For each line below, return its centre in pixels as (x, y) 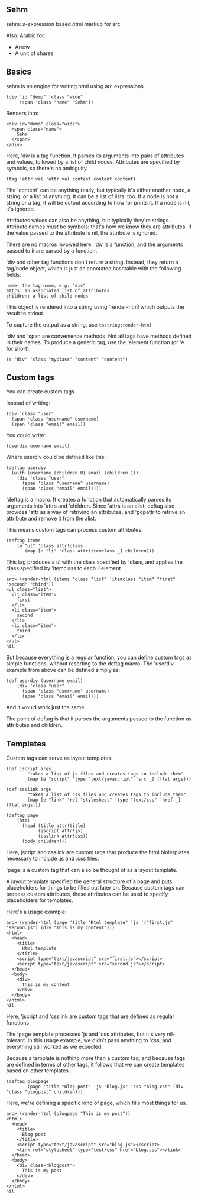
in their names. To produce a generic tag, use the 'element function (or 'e (95, 342)
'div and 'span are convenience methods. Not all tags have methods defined (99, 336)
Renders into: (22, 113)
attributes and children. (35, 725)
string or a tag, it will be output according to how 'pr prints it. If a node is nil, (98, 202)
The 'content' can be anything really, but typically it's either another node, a (98, 190)
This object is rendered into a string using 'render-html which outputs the (95, 306)
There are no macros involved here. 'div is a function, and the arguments (95, 244)
